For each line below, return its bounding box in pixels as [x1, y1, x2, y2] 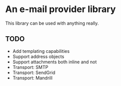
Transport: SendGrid [12, 69, 56, 75]
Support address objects [12, 53, 64, 59]
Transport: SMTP [12, 64, 49, 70]
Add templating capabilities [12, 48, 70, 54]
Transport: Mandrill [12, 74, 53, 81]
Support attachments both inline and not [12, 59, 97, 65]
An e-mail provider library [5, 4, 116, 15]
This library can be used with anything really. [5, 20, 99, 26]
